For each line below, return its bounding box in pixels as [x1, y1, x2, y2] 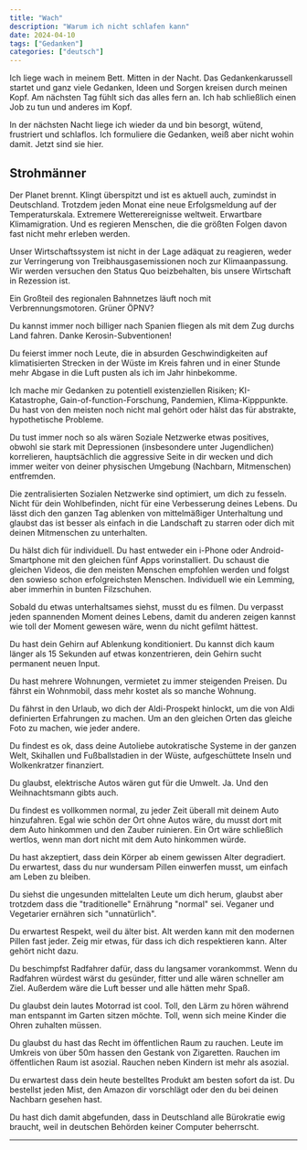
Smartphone [9, 554, 57, 565]
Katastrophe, [9, 394, 58, 405]
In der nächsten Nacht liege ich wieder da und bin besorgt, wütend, [9, 120, 263, 131]
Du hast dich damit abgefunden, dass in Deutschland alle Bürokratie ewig [9, 1112, 286, 1123]
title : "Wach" [9, 13, 64, 23]
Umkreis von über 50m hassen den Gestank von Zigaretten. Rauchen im [9, 1047, 281, 1058]
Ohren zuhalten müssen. [9, 1019, 102, 1030]
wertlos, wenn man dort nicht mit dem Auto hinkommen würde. [9, 834, 247, 845]
